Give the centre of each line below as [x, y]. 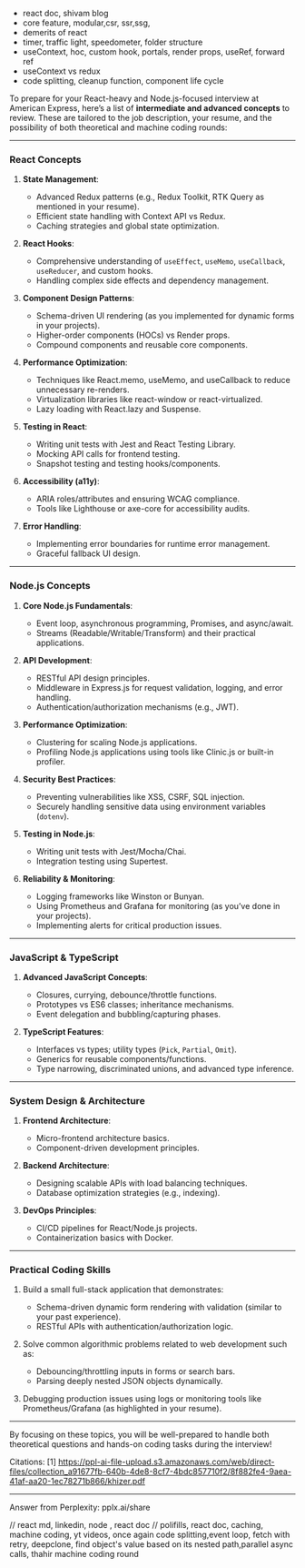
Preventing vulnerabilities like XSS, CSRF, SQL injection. [140, 796]
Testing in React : [55, 427]
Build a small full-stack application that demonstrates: [123, 1290]
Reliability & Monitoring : [69, 878]
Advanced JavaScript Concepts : [85, 976]
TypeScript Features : [63, 1031]
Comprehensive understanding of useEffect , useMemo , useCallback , [161, 261]
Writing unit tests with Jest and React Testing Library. [136, 444]
